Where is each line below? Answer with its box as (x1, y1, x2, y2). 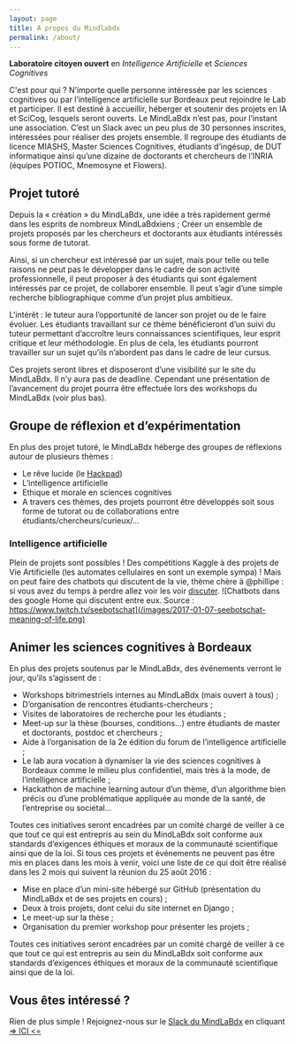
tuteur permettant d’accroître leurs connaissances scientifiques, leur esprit (9, 329, 281, 339)
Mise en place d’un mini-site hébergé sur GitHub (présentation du (21, 884, 261, 894)
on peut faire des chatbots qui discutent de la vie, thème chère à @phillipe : (9, 576, 285, 587)
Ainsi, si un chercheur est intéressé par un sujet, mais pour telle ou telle (9, 255, 269, 266)
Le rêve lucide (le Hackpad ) (21, 468, 123, 478)
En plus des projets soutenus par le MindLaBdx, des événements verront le (9, 663, 283, 674)
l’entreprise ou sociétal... (21, 802, 112, 814)
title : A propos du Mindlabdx (9, 23, 121, 33)
